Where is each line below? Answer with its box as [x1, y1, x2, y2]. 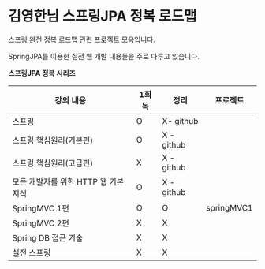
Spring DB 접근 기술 [12, 232, 84, 243]
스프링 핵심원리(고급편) [12, 157, 93, 168]
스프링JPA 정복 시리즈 [8, 68, 77, 77]
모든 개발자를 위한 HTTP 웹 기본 [12, 176, 125, 187]
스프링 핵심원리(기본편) [12, 135, 93, 146]
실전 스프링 [12, 247, 51, 258]
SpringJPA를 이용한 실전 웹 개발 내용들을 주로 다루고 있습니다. [8, 51, 200, 61]
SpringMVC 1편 [12, 203, 69, 214]
